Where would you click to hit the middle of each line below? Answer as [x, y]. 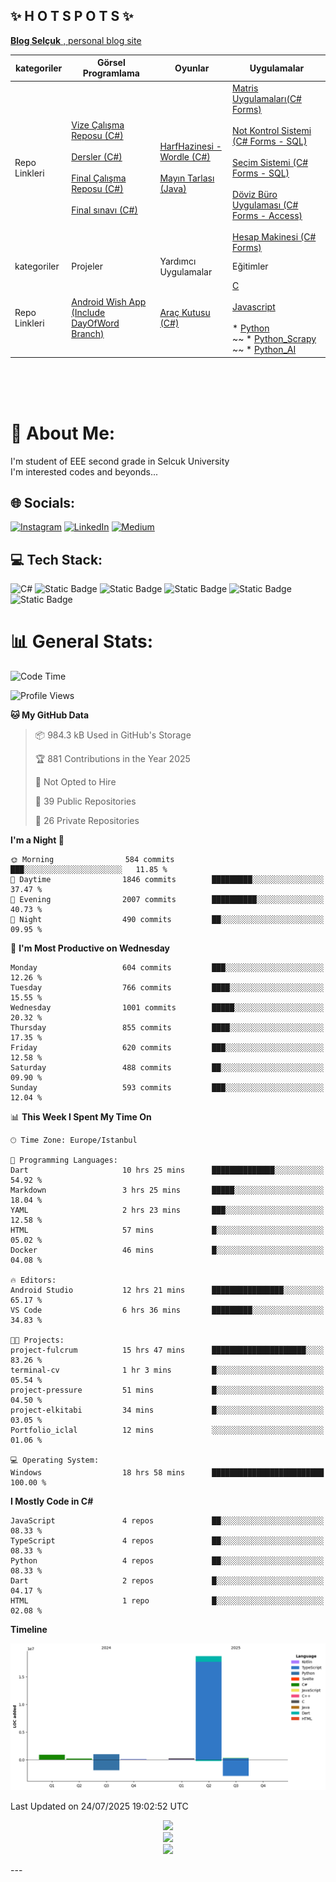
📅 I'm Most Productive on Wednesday [90, 948]
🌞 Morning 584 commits [92, 860]
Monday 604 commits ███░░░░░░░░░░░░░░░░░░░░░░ [167, 968]
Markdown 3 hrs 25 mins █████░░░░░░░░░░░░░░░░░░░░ [167, 1190]
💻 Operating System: [55, 1460]
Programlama [111, 73]
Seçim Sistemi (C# [270, 162]
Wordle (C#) [185, 157]
